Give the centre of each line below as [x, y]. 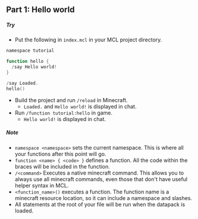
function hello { [28, 62]
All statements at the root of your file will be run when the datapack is [100, 204]
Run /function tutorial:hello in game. [64, 113]
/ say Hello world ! [34, 67]
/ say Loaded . [22, 83]
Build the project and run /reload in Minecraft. [71, 100]
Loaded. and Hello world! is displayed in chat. [80, 106]
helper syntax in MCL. [42, 185]
